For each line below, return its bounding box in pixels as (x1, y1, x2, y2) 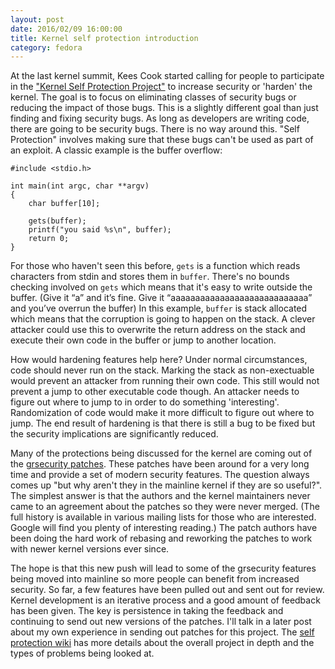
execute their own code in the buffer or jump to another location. (10, 334, 277, 346)
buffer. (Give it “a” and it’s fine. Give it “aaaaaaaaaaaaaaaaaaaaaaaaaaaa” (10, 292, 313, 304)
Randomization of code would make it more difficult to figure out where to (10, 407, 315, 419)
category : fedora (10, 42, 83, 53)
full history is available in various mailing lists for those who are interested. (10, 511, 317, 523)
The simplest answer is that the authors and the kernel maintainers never (10, 490, 311, 502)
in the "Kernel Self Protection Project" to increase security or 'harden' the (10, 81, 313, 93)
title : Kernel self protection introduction (10, 33, 199, 43)
